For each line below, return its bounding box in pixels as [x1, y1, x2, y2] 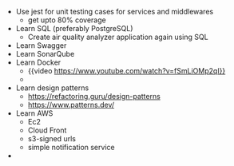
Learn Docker [15, 57, 61, 67]
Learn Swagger [15, 41, 67, 50]
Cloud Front [27, 125, 67, 135]
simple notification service [27, 143, 115, 152]
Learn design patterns [15, 83, 89, 93]
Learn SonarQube [15, 49, 75, 58]
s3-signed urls [27, 134, 76, 143]
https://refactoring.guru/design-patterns [27, 92, 161, 101]
